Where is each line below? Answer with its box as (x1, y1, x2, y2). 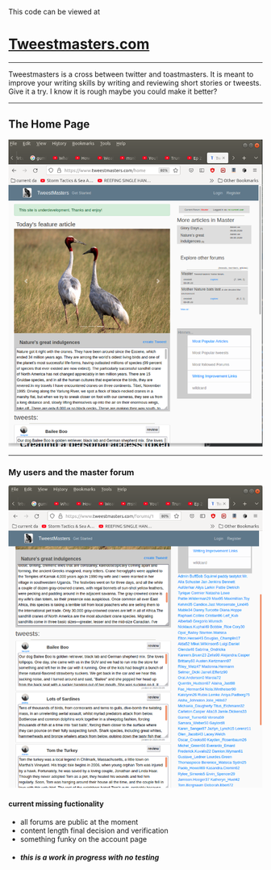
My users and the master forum (8, 466, 135, 477)
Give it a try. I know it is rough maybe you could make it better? (8, 86, 218, 96)
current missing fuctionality (8, 799, 104, 809)
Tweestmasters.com (8, 36, 150, 53)
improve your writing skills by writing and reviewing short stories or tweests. (8, 78, 262, 87)
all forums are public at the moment (19, 817, 139, 826)
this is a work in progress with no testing (19, 852, 160, 863)
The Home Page (8, 117, 90, 132)
